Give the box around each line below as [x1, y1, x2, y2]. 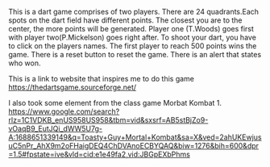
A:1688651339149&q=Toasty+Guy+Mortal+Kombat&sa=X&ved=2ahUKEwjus [8, 132, 262, 142]
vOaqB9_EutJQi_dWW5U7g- [8, 124, 103, 133]
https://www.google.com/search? [8, 106, 120, 116]
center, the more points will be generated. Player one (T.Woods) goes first [8, 24, 254, 33]
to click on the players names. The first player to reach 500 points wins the [8, 41, 257, 51]
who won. [8, 58, 41, 68]
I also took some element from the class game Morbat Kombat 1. [8, 98, 222, 107]
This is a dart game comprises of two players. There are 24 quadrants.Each [8, 7, 260, 16]
